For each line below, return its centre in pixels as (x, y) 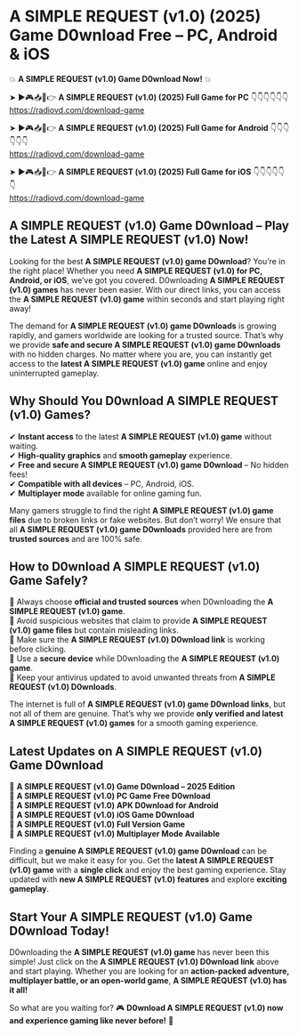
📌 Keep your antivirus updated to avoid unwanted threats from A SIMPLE (142, 677)
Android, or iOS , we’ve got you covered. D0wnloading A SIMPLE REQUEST (147, 280)
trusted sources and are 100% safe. (76, 538)
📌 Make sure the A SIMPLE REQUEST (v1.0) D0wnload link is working (137, 640)
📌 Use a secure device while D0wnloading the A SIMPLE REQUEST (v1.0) (145, 659)
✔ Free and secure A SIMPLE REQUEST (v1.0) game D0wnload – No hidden (149, 465)
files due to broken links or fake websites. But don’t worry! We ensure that (145, 520)
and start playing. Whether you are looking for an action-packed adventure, (149, 971)
